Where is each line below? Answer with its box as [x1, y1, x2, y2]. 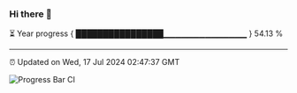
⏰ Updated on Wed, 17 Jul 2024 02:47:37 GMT [9, 57, 180, 68]
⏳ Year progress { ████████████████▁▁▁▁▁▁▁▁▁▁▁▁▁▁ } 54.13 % [9, 28, 284, 39]
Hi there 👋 [9, 8, 53, 20]
